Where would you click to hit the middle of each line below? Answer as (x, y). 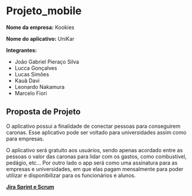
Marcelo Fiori (31, 93)
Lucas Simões (32, 74)
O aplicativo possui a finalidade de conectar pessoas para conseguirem (93, 126)
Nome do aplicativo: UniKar (40, 38)
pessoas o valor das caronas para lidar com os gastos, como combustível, (97, 156)
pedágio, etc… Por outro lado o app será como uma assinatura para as (92, 163)
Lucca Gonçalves (36, 68)
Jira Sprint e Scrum (30, 187)
